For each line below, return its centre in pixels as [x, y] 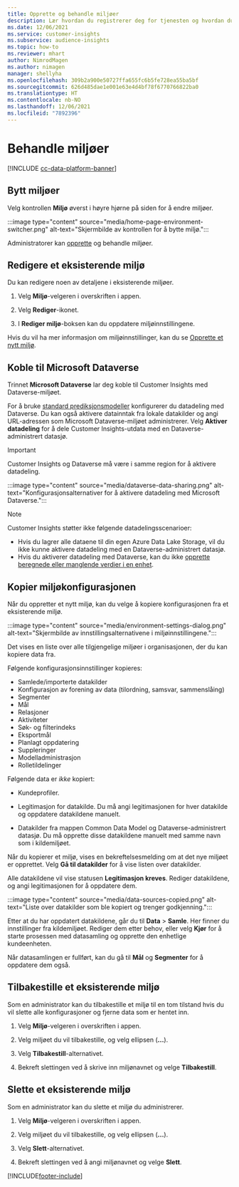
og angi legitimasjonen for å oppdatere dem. [72, 885]
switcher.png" [28, 229]
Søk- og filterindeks [47, 727]
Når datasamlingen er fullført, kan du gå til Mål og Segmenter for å [106, 957]
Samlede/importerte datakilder [63, 681]
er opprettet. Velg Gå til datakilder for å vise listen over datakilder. [104, 864]
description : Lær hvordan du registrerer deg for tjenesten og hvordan [116, 21]
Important [22, 450]
